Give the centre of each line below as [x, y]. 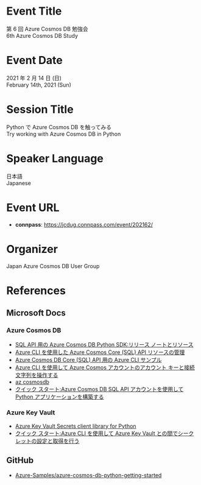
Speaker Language [55, 158]
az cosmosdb [32, 381]
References [36, 290]
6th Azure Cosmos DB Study [42, 35]
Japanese [19, 183]
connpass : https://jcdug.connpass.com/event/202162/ [84, 224]
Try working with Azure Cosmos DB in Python [64, 134]
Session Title [40, 109]
